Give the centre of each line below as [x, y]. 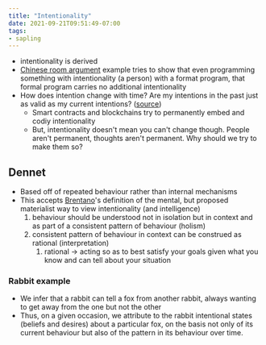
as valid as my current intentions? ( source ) [91, 104]
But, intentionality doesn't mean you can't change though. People [141, 130]
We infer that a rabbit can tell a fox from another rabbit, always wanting [138, 298]
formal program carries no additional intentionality [103, 87]
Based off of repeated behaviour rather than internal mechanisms [129, 192]
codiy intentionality [64, 121]
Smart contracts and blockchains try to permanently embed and [138, 113]
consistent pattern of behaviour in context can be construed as [137, 235]
